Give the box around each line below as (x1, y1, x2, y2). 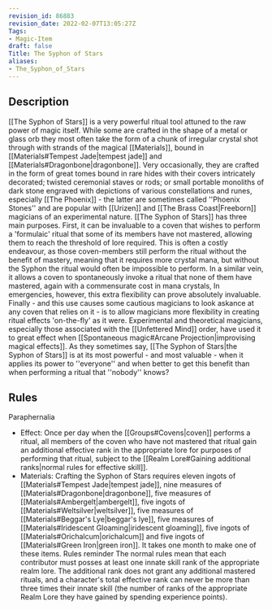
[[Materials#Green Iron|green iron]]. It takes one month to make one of (19, 540, 257, 550)
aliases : (8, 58, 38, 66)
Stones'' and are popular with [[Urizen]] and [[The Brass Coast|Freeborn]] (8, 203, 257, 212)
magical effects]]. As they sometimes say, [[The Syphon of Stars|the (8, 341, 238, 351)
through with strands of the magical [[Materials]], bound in (8, 142, 205, 152)
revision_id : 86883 (8, 11, 75, 20)
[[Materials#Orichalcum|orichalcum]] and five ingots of (19, 532, 205, 542)
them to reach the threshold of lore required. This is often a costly (8, 237, 229, 247)
